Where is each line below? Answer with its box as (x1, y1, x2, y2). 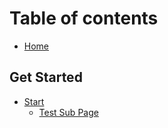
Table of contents (9, 7, 159, 30)
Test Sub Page (38, 106, 99, 118)
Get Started (9, 69, 83, 86)
